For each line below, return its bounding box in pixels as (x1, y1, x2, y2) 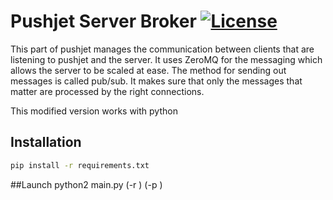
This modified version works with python (10, 105, 178, 117)
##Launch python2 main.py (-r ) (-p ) (10, 178, 163, 190)
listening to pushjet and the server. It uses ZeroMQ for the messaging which (10, 53, 323, 65)
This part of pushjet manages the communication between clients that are (10, 43, 315, 55)
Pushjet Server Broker (10, 10, 197, 33)
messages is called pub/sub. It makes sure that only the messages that (10, 75, 303, 87)
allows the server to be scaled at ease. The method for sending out (10, 64, 287, 76)
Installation (10, 134, 82, 151)
